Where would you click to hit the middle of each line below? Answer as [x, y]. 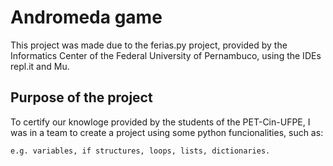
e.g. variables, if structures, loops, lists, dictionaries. [140, 151]
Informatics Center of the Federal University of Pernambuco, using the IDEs [166, 55]
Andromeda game [86, 17]
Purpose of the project [81, 97]
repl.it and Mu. [40, 66]
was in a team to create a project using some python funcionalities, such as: [167, 132]
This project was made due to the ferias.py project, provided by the [149, 45]
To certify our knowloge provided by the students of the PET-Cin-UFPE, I [160, 122]
